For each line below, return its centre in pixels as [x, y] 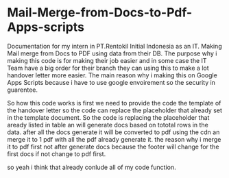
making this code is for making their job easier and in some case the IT [107, 60]
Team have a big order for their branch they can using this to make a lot [108, 68]
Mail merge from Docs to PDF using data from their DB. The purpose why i [112, 53]
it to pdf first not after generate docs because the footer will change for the [113, 147]
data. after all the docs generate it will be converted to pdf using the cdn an [113, 132]
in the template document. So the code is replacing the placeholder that [108, 117]
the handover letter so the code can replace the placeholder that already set [115, 110]
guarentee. [22, 90]
